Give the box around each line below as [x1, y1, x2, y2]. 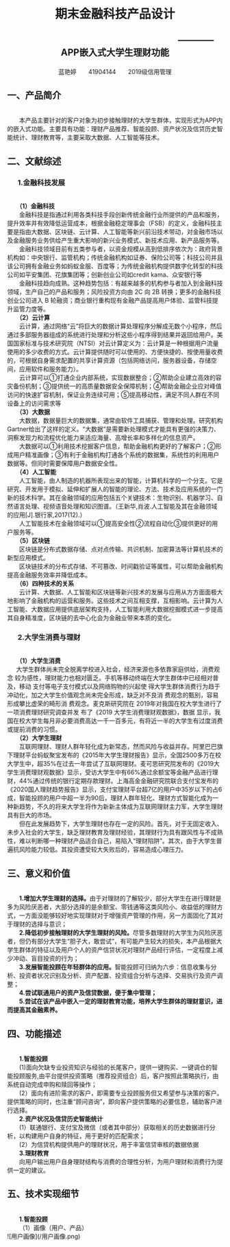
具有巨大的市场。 [7, 811, 55, 819]
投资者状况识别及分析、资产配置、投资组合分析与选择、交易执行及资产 [18, 972, 217, 980]
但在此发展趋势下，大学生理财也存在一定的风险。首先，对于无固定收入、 [19, 819, 223, 828]
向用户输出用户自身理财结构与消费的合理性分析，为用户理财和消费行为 [19, 1158, 217, 1165]
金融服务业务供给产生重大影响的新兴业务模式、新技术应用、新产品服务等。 [12, 236, 223, 244]
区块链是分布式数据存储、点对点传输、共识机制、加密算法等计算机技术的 [19, 545, 223, 553]
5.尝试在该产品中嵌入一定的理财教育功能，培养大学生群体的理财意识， [19, 997, 217, 1005]
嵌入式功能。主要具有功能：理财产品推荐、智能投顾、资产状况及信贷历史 [12, 125, 217, 133]
